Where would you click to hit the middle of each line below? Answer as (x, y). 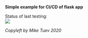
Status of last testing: (26, 16)
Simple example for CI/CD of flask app (44, 7)
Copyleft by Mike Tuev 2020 (33, 30)
